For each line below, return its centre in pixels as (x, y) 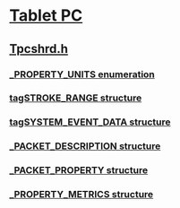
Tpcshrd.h (39, 49)
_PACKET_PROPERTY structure (79, 170)
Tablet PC (46, 16)
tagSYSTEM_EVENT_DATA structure (90, 122)
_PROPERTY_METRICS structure (81, 195)
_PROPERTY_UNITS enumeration (82, 74)
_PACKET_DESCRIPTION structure (85, 146)
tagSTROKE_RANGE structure (76, 98)
